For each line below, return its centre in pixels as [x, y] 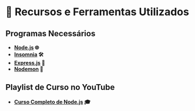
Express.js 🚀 [29, 63]
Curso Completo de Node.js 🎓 [52, 102]
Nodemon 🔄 [28, 69]
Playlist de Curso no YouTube [60, 87]
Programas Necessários [51, 34]
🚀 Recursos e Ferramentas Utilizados [97, 12]
